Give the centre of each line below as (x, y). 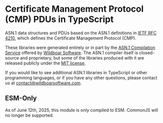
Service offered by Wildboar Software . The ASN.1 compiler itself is (71, 53)
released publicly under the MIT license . (45, 63)
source (12, 58)
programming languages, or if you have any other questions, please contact (81, 78)
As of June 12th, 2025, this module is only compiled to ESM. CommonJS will (82, 110)
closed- (147, 53)
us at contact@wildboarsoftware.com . (43, 83)
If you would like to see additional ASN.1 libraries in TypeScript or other (76, 72)
